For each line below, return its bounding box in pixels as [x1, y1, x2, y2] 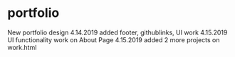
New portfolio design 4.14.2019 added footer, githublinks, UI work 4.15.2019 [7, 28, 228, 37]
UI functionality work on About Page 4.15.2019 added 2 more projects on [7, 35, 220, 44]
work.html [7, 43, 37, 51]
